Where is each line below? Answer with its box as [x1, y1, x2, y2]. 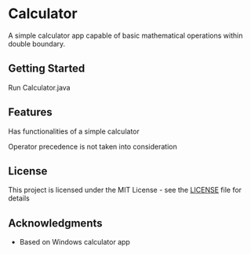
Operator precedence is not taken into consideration [8, 142, 178, 151]
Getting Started [8, 62, 85, 75]
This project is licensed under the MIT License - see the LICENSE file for [8, 186, 242, 195]
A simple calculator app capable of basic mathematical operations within [8, 31, 243, 40]
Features [8, 105, 53, 119]
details [8, 193, 30, 203]
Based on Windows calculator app [19, 237, 131, 247]
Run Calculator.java [8, 83, 71, 92]
